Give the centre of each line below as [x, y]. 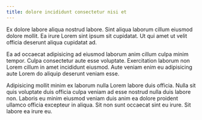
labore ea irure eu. [30, 111]
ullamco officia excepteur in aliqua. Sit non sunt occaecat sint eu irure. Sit [99, 105]
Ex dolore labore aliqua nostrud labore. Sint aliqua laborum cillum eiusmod [100, 29]
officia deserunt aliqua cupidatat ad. [52, 42]
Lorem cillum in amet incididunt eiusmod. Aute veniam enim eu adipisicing [99, 67]
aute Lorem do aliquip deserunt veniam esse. [63, 73]
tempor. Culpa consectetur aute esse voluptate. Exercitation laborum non [98, 60]
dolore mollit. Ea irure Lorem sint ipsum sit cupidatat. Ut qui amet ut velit [97, 36]
